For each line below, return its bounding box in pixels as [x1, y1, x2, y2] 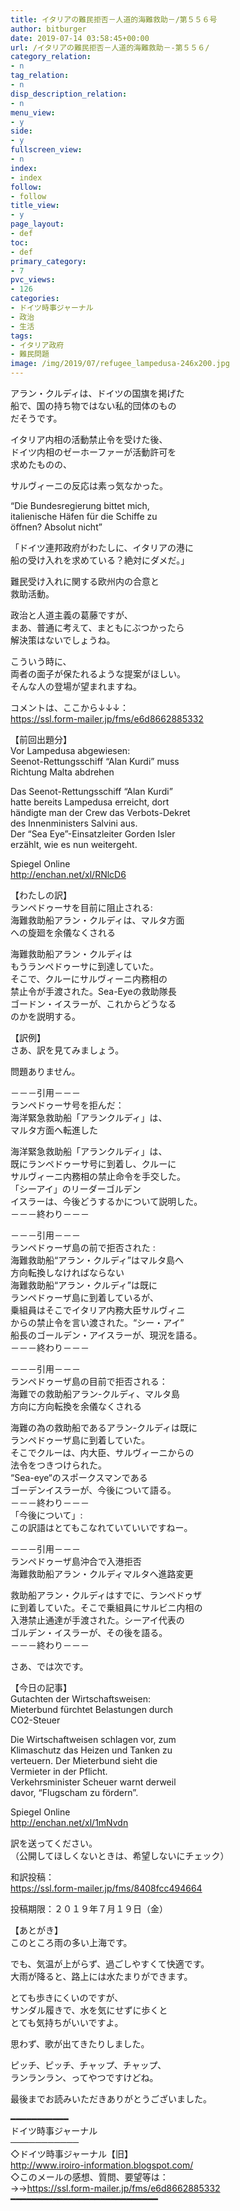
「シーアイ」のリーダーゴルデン [10, 1183, 142, 1195]
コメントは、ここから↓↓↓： [10, 702, 130, 713]
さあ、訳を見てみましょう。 [10, 1044, 125, 1056]
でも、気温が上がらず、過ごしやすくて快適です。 [10, 1958, 210, 1970]
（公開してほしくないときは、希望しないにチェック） [10, 1850, 230, 1861]
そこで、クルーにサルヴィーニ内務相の [10, 973, 168, 985]
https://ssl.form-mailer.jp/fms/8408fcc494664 [10, 1882, 203, 1894]
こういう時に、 [10, 656, 72, 667]
